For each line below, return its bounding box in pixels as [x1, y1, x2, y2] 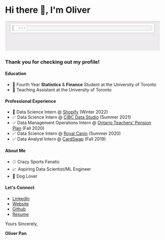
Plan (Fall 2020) [12, 125, 45, 131]
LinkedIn [12, 195, 30, 201]
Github [12, 206, 26, 212]
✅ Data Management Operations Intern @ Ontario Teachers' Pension [12, 120, 151, 126]
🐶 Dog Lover [12, 173, 38, 179]
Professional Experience [5, 98, 56, 104]
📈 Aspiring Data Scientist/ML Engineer [12, 166, 91, 172]
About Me [5, 148, 26, 153]
